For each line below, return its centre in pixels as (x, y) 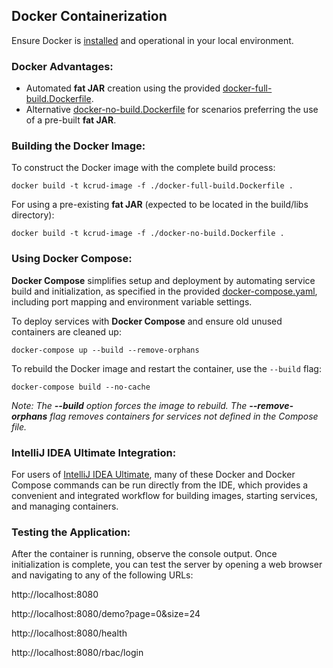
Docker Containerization (89, 16)
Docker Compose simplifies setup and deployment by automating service (163, 280)
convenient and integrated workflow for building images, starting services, (164, 495)
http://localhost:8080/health (69, 633)
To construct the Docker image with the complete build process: (143, 168)
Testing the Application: (71, 532)
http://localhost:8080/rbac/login (77, 653)
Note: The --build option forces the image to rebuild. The (129, 405)
